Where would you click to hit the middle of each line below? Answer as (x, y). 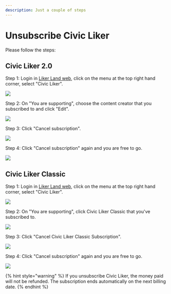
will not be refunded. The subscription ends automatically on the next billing (85, 282)
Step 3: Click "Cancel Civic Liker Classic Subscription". (63, 237)
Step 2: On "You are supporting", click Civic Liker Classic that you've (78, 212)
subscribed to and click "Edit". (37, 109)
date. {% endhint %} (27, 287)
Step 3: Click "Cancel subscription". (43, 129)
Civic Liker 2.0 (29, 66)
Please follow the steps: (31, 50)
